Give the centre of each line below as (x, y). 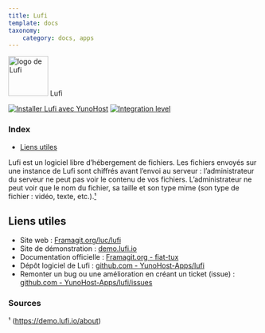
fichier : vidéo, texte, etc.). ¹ (53, 196)
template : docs (33, 23)
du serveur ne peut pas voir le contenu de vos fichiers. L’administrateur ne (130, 179)
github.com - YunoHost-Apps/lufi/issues (86, 283)
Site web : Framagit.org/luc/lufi (70, 241)
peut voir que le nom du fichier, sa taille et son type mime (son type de (124, 187)
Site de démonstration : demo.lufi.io (78, 249)
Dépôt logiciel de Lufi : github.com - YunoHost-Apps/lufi (112, 266)
